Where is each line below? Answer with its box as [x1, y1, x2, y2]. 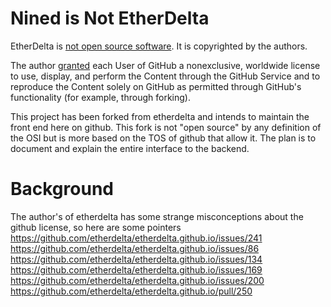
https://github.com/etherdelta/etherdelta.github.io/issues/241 [10, 232, 263, 244]
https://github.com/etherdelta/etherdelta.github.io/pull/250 [10, 285, 253, 297]
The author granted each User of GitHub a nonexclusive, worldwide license [10, 59, 321, 71]
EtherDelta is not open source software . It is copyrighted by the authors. [10, 40, 308, 52]
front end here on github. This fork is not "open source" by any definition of [10, 121, 322, 133]
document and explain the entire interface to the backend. [10, 142, 250, 154]
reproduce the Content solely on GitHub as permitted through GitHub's [10, 80, 302, 92]
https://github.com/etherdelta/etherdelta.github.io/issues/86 [10, 242, 260, 254]
